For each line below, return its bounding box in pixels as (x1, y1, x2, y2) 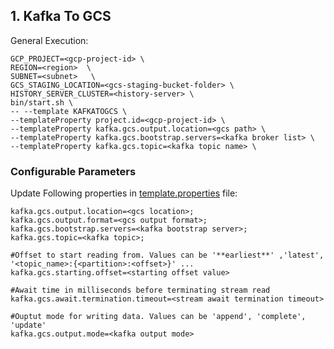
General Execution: (10, 34, 89, 46)
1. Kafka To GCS (10, 8, 112, 25)
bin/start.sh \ (10, 97, 74, 108)
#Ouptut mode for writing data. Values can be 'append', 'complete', (10, 312, 307, 322)
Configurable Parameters (10, 164, 137, 178)
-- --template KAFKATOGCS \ (10, 106, 128, 116)
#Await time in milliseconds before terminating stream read (10, 285, 271, 296)
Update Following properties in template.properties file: (10, 187, 238, 199)
